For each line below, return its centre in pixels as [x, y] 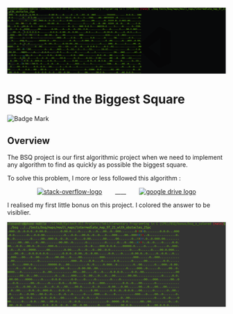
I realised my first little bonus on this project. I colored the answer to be [109, 205]
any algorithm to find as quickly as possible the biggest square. [98, 165]
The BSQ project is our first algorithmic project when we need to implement [115, 157]
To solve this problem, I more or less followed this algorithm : [94, 178]
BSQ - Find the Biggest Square [96, 100]
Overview [29, 141]
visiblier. [19, 212]
